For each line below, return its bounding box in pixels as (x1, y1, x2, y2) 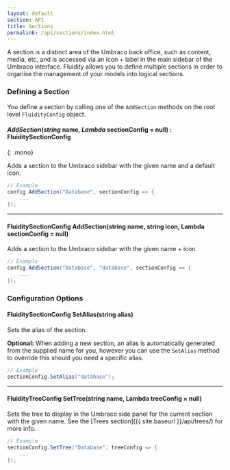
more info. (7, 425, 36, 433)
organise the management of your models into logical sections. (7, 70, 185, 78)
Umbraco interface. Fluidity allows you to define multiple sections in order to (7, 62, 223, 71)
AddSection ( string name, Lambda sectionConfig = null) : (7, 126, 172, 134)
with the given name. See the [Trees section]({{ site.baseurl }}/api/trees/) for (7, 417, 223, 425)
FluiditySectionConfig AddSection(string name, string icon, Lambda (7, 222, 205, 231)
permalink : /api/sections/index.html (7, 29, 115, 36)
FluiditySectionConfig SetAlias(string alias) (7, 310, 133, 319)
